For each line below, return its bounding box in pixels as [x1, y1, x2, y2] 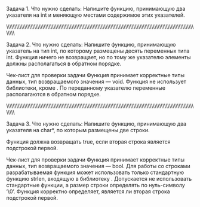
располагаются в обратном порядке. [6, 91, 101, 98]
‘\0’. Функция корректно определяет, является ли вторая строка [6, 188, 170, 195]
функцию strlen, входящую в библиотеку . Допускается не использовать [6, 175, 192, 182]
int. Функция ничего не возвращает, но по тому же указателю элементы [6, 54, 191, 60]
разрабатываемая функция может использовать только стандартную [6, 169, 184, 176]
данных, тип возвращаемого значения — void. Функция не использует [6, 78, 186, 85]
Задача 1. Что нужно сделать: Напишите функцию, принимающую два [6, 5, 186, 12]
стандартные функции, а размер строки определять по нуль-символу [6, 182, 185, 188]
